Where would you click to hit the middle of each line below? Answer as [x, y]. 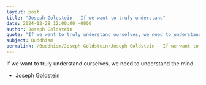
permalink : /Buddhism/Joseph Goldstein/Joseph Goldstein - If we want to [103, 46]
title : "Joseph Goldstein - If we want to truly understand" [86, 18]
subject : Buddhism [30, 40]
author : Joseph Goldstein [39, 29]
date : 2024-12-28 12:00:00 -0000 [49, 23]
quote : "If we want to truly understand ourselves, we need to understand [104, 35]
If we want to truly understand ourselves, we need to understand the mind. [101, 63]
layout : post [23, 12]
